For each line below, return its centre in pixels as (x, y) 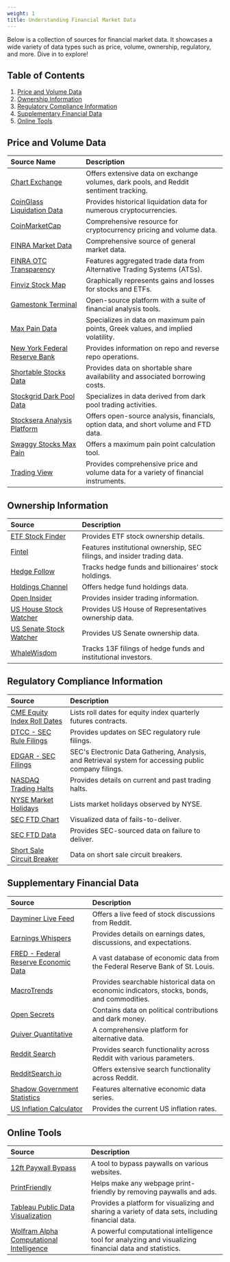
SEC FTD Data (34, 835)
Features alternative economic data (149, 1089)
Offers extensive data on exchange (142, 173)
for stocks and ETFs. (118, 289)
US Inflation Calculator (47, 1108)
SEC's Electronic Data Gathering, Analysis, (138, 751)
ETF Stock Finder (38, 536)
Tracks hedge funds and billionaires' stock (150, 567)
